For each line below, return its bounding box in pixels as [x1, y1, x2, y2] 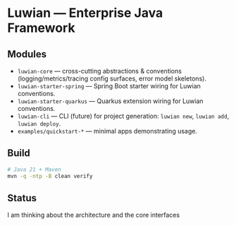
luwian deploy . [17, 119, 61, 128]
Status [7, 192, 37, 204]
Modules [7, 48, 47, 60]
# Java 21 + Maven [7, 166, 61, 173]
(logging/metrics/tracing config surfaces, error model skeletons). [17, 74, 206, 83]
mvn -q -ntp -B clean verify [7, 172, 93, 179]
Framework [7, 20, 75, 36]
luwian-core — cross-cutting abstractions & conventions [17, 67, 182, 75]
